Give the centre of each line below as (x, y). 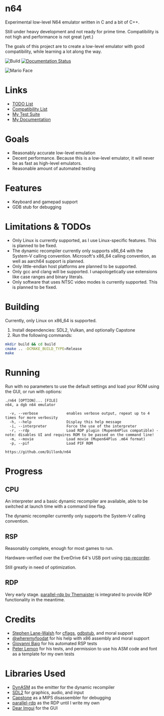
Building (22, 307)
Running (23, 373)
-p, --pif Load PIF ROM (51, 444)
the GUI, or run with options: (34, 392)
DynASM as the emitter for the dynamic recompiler (63, 687)
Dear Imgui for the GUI (35, 708)
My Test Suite (26, 114)
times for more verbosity (31, 418)
